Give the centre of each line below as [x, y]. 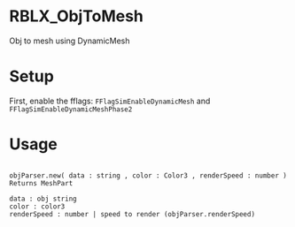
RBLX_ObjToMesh [77, 16]
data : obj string [43, 199]
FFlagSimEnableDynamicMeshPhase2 [71, 109]
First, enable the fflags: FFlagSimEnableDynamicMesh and [110, 101]
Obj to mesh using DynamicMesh [70, 41]
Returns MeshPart [41, 183]
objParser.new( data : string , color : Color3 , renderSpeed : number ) [148, 175]
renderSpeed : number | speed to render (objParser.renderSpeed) [132, 214]
